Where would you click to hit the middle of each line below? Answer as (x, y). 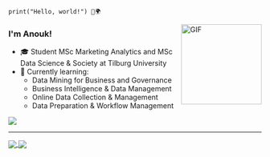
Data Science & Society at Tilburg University (93, 63)
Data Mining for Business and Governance (102, 80)
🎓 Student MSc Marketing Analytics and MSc (96, 52)
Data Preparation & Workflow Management (103, 106)
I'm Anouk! (30, 34)
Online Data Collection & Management (95, 97)
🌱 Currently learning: (54, 72)
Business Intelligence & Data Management (102, 89)
